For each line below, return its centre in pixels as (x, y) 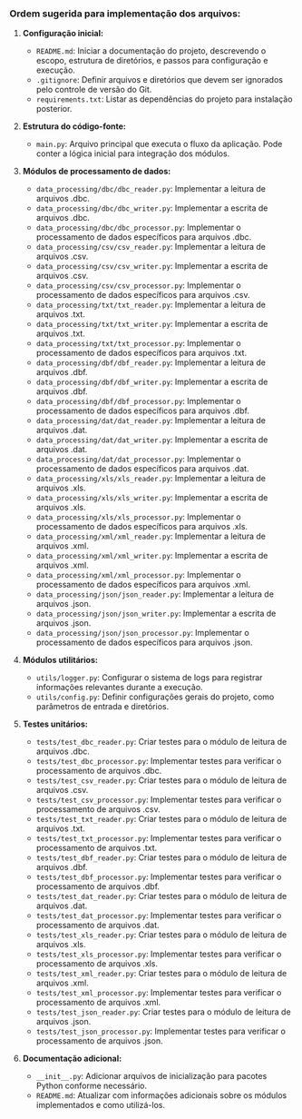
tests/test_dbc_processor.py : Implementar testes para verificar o (159, 761)
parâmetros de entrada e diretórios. (102, 707)
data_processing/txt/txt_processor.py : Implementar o (139, 343)
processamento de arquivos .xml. (98, 1003)
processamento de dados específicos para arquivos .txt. (141, 353)
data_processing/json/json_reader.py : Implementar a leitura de (155, 594)
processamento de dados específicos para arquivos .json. (144, 642)
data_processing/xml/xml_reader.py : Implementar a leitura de (151, 536)
